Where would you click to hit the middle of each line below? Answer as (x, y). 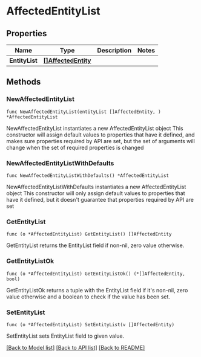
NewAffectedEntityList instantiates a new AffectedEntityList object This (95, 128)
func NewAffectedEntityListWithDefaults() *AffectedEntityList (88, 175)
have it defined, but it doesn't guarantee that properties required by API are (100, 199)
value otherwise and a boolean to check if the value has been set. (88, 297)
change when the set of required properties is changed (75, 147)
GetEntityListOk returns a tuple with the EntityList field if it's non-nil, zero (97, 290)
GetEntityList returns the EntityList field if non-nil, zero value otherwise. (95, 245)
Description (114, 50)
